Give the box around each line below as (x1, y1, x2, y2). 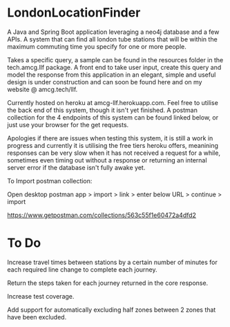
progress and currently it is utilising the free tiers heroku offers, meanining (7, 141, 219, 149)
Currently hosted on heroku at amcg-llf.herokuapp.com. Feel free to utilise (7, 98, 219, 106)
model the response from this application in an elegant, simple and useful (7, 71, 216, 79)
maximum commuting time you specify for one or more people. (7, 42, 186, 50)
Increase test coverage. (7, 292, 75, 300)
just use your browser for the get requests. (7, 120, 129, 129)
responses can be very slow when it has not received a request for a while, (7, 149, 221, 157)
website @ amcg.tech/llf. (7, 85, 78, 93)
